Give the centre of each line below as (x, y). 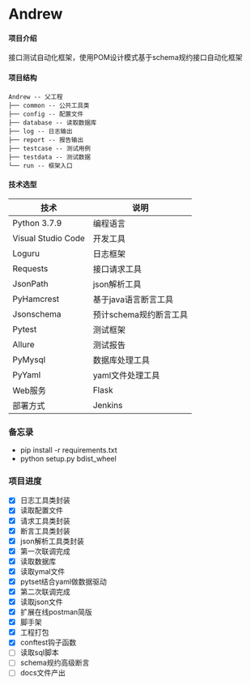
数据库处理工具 (121, 360)
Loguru (26, 253)
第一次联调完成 (45, 551)
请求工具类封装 (45, 521)
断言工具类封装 (45, 530)
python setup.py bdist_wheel (68, 459)
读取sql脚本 (39, 653)
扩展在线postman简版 (56, 612)
